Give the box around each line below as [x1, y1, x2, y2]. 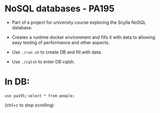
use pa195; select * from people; [4, 93, 75, 98]
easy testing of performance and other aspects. [11, 39, 110, 45]
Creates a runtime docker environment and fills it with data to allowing [11, 34, 156, 40]
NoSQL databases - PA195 [4, 3, 115, 14]
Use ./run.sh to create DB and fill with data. [11, 49, 102, 55]
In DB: [4, 76, 30, 87]
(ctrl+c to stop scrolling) [4, 102, 54, 108]
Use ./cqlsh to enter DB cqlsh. [11, 58, 75, 64]
